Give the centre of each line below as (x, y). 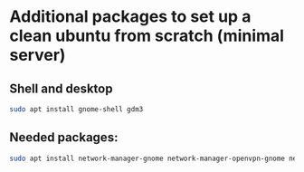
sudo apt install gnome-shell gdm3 (76, 110)
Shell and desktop (61, 88)
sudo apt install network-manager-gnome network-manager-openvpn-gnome (147, 158)
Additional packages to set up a (130, 17)
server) (38, 55)
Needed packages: (64, 138)
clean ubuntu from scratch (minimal (147, 36)
